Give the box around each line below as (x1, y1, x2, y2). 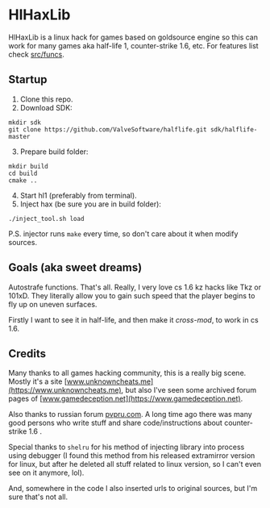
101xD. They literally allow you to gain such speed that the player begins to (8, 290, 255, 300)
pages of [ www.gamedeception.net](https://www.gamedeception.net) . (8, 393, 243, 404)
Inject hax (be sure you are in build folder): (19, 199, 161, 209)
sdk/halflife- (210, 125, 258, 134)
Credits (8, 347, 47, 360)
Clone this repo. (19, 94, 73, 104)
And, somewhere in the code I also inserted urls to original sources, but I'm (8, 484, 258, 493)
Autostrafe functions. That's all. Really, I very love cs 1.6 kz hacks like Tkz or (8, 282, 262, 292)
